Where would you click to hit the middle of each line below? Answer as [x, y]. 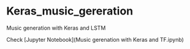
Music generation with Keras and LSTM [56, 28]
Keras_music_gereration [70, 11]
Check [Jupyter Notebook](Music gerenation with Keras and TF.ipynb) [95, 39]
